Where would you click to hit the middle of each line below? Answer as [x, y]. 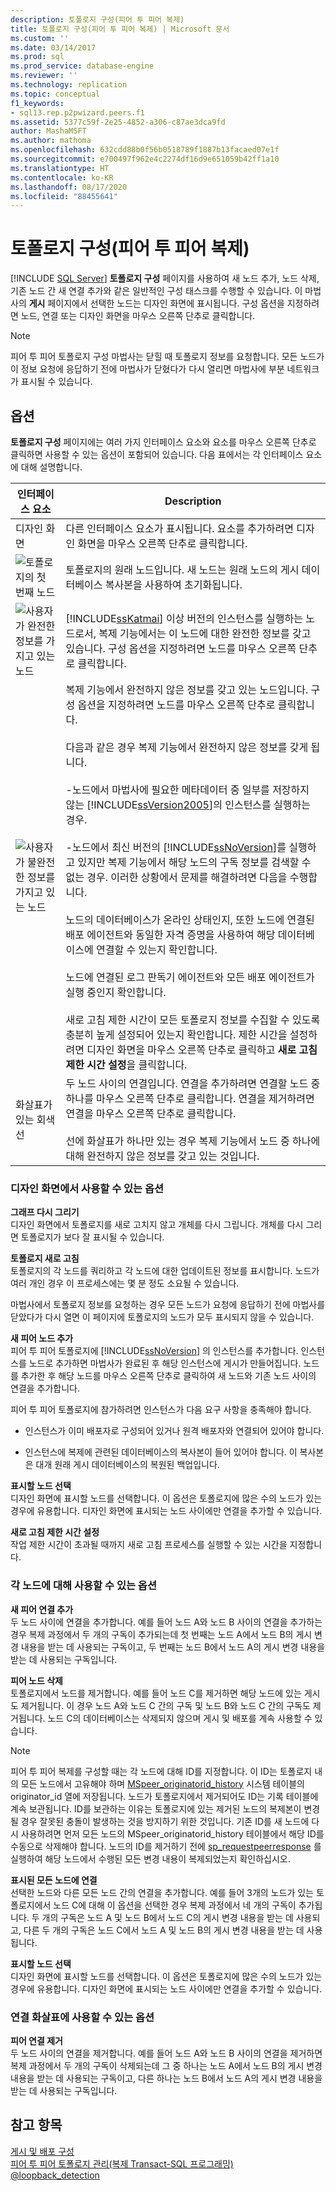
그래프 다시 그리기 [45, 1212]
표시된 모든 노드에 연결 [54, 1880]
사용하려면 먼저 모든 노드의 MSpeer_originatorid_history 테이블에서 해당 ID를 [172, 1833]
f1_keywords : [37, 103]
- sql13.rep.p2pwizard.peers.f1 [77, 112]
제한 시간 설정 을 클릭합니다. [126, 1064]
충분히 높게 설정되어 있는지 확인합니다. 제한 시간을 [176, 1034]
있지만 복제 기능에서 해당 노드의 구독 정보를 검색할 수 [194, 862]
